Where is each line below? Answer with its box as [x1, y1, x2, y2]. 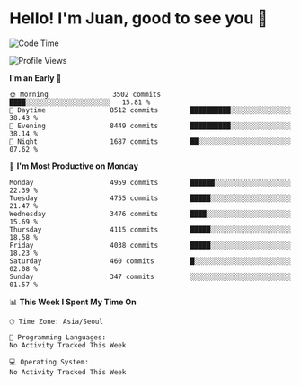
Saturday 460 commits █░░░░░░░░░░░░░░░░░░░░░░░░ [9, 256, 292, 266]
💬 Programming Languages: [9, 332, 106, 342]
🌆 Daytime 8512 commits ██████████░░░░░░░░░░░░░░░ [9, 105, 292, 115]
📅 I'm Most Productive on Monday [9, 161, 139, 171]
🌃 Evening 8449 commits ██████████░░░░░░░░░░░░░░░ [9, 121, 292, 130]
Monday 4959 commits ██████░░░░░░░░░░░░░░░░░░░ [9, 178, 292, 187]
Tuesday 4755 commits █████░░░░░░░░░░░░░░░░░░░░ [9, 193, 292, 203]
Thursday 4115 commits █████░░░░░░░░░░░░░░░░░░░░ [9, 224, 292, 234]
